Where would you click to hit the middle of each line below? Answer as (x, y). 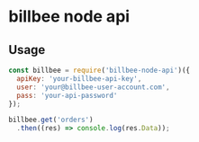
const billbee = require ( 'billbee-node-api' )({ (99, 70)
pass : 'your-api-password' (67, 95)
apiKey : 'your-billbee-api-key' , (79, 78)
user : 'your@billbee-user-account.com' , (93, 87)
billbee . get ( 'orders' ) (51, 120)
